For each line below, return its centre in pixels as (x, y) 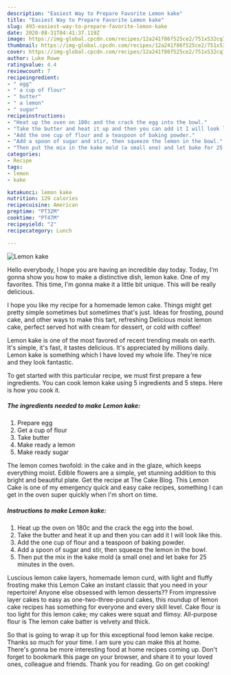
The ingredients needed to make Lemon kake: (74, 406)
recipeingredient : (33, 77)
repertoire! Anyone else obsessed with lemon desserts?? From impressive (112, 592)
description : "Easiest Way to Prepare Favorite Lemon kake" (95, 13)
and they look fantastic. (40, 362)
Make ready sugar (43, 452)
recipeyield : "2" (32, 224)
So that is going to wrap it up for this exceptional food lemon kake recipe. (111, 635)
